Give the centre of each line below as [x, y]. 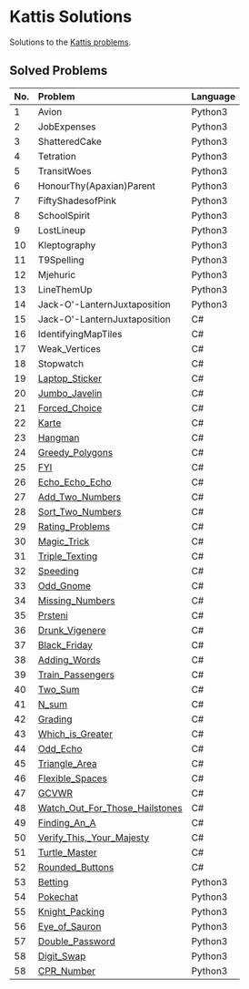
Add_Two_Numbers [80, 497]
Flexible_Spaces [72, 778]
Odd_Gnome [65, 585]
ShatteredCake [70, 141]
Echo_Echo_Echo [75, 482]
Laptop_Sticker [70, 378]
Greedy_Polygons [75, 452]
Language [214, 96]
